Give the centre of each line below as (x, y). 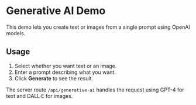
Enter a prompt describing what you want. (65, 72)
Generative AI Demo (56, 11)
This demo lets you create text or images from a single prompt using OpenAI (98, 27)
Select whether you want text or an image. (66, 66)
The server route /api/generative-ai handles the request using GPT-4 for (95, 90)
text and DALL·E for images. (39, 96)
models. (16, 33)
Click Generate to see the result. (54, 78)
